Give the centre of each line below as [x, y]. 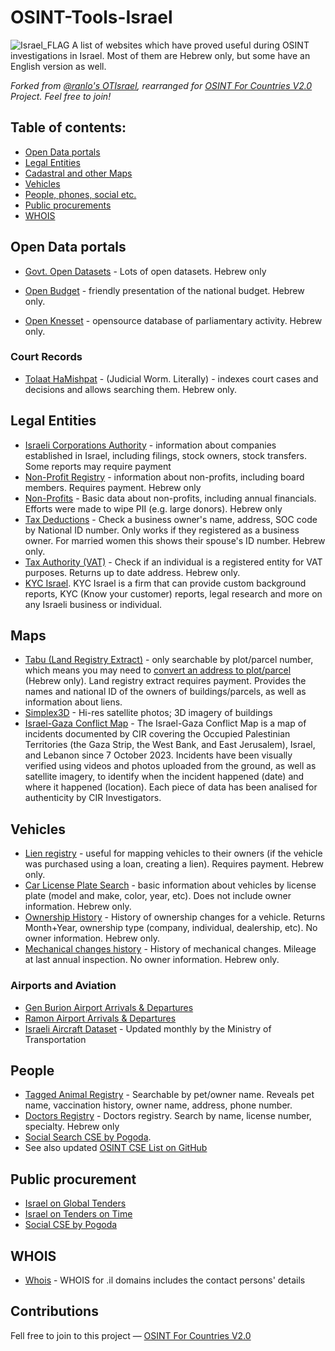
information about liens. [73, 702]
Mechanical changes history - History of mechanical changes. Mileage [170, 949]
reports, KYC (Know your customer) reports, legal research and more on [173, 593]
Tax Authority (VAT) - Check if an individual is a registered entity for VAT [173, 562]
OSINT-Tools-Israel [91, 17]
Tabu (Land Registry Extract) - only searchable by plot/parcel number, [169, 660]
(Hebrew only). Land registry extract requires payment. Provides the [165, 681]
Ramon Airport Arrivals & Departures [100, 1018]
